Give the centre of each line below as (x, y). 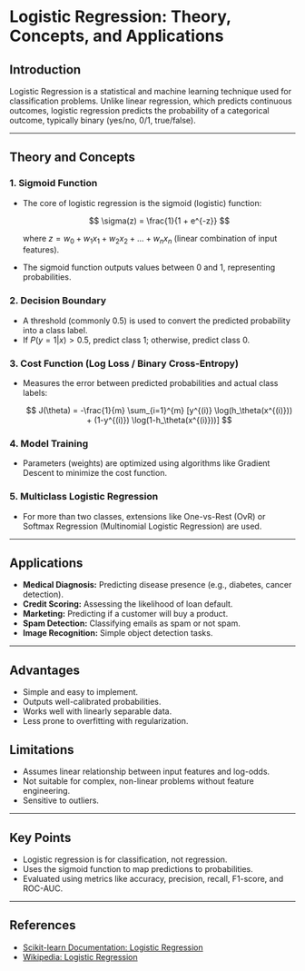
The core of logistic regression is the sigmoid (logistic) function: (142, 203)
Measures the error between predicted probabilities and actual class (150, 383)
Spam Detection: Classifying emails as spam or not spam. (131, 623)
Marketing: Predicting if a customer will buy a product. (125, 614)
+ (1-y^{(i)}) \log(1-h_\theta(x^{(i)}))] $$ (159, 421)
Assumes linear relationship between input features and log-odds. (146, 772)
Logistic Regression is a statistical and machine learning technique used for (151, 91)
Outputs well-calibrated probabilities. (92, 702)
